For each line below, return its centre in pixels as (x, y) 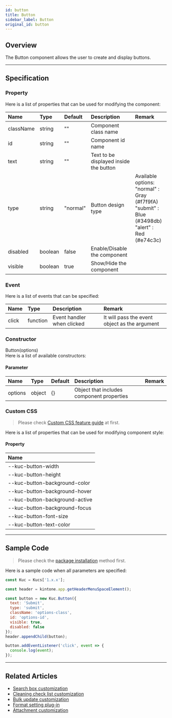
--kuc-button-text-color (39, 525)
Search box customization (40, 688)
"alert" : (144, 227)
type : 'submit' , (27, 608)
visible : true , (26, 622)
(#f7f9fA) (147, 201)
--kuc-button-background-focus (50, 508)
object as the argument (131, 324)
